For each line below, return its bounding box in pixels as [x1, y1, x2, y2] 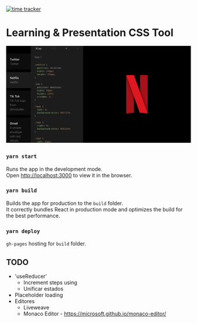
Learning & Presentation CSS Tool [6, 26, 174, 39]
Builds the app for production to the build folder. [6, 200, 124, 207]
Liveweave [23, 304, 50, 311]
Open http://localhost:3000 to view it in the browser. [6, 171, 133, 179]
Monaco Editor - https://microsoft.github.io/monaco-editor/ [23, 310, 167, 317]
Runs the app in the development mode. [6, 165, 103, 173]
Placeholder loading [14, 291, 63, 298]
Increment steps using [23, 279, 77, 286]
